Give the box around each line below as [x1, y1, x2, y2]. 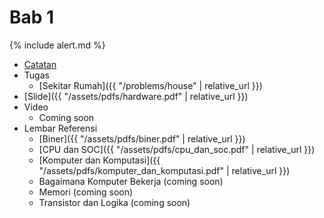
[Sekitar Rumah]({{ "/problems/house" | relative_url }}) [38, 79, 263, 91]
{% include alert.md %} [9, 39, 106, 51]
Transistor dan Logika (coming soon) [38, 196, 191, 208]
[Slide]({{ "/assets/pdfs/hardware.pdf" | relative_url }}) [23, 90, 249, 102]
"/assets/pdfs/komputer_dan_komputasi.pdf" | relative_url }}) [38, 164, 291, 176]
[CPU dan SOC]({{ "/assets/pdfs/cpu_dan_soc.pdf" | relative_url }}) [38, 143, 316, 155]
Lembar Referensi [23, 122, 98, 134]
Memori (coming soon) [38, 186, 134, 198]
